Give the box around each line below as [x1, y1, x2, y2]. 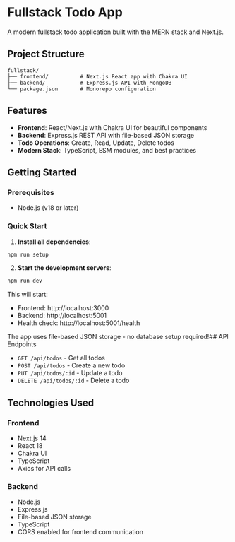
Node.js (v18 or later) [17, 204, 79, 212]
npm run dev [7, 277, 42, 285]
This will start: [7, 290, 48, 299]
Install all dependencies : [17, 237, 91, 246]
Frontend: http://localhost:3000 [17, 304, 109, 312]
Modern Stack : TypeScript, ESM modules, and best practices [17, 146, 196, 154]
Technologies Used [7, 396, 94, 408]
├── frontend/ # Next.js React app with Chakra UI [7, 73, 188, 80]
